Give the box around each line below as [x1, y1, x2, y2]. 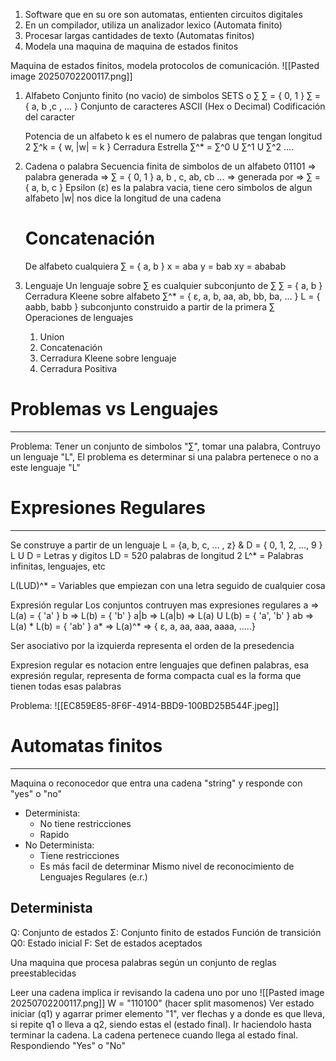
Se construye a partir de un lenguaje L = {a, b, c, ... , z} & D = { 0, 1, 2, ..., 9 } [10, 539, 323, 551]
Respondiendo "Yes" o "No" [10, 1039, 126, 1051]
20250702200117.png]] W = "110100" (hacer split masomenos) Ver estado [10, 997, 315, 1009]
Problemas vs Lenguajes [10, 398, 219, 421]
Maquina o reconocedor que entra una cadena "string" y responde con [10, 777, 303, 789]
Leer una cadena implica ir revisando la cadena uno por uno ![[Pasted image [10, 986, 325, 998]
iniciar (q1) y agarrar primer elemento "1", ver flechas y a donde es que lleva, [10, 1007, 325, 1019]
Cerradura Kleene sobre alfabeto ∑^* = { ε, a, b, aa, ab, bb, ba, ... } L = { [24, 290, 321, 302]
